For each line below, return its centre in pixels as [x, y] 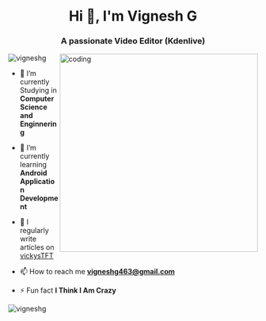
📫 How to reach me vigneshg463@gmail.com [97, 272]
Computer [37, 99]
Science [33, 107]
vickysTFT [36, 256]
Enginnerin [38, 124]
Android [33, 173]
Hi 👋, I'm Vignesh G [133, 16]
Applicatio [37, 182]
